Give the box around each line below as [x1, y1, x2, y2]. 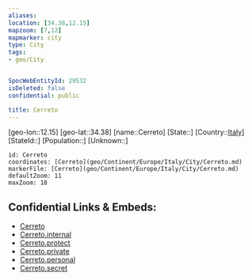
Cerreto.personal [19, 255, 76, 265]
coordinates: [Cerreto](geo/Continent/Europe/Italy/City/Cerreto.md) [8, 158, 243, 166]
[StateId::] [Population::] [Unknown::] [8, 136, 128, 146]
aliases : [8, 11, 37, 20]
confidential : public [8, 92, 80, 100]
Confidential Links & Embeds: [8, 200, 157, 214]
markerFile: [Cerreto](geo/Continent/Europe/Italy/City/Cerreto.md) [8, 165, 239, 173]
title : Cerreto [8, 106, 59, 114]
